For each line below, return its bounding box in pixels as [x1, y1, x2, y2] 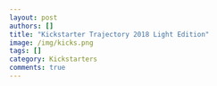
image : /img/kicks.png [9, 38, 94, 47]
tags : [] [9, 47, 42, 56]
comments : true [9, 64, 66, 73]
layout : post [9, 13, 58, 22]
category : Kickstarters [9, 55, 98, 64]
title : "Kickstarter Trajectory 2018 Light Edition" [9, 30, 210, 39]
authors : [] [9, 21, 54, 30]
